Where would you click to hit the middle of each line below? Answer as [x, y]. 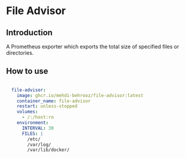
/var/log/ [39, 144]
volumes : [27, 112]
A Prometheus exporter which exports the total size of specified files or [93, 46]
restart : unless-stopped [47, 106]
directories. [20, 53]
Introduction [29, 33]
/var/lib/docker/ [48, 150]
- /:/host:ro [38, 117]
